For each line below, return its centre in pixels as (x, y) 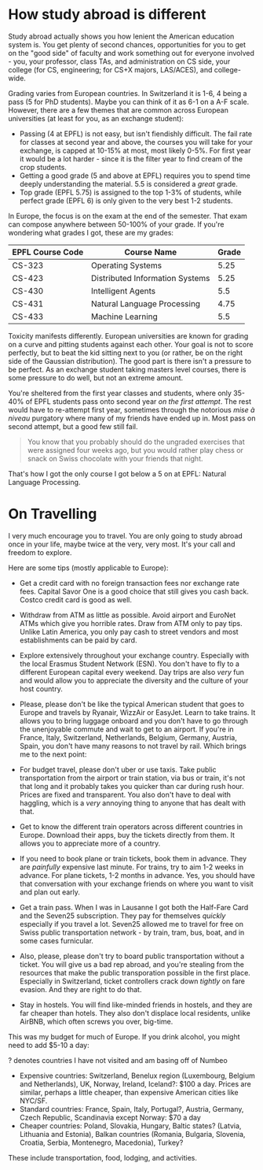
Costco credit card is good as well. (75, 599)
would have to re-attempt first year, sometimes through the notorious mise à (131, 409)
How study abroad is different (107, 15)
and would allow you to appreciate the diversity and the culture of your (134, 680)
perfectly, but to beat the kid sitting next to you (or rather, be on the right (126, 353)
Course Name (151, 252)
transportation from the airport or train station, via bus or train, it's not (132, 778)
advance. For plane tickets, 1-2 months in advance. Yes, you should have (137, 875)
